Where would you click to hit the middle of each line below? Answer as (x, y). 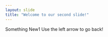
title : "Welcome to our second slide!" (47, 15)
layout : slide (20, 10)
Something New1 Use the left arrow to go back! (54, 29)
